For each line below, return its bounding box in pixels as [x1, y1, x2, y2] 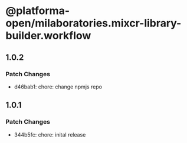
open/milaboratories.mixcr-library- [5, 16, 182, 30]
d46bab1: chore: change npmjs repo [14, 83, 103, 90]
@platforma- [5, 4, 70, 18]
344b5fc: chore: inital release [14, 131, 86, 138]
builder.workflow [5, 29, 91, 42]
